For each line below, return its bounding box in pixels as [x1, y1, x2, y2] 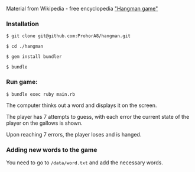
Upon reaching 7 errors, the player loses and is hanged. [6, 131, 142, 138]
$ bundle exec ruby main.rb [6, 91, 76, 97]
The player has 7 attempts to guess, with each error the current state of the [6, 113, 190, 120]
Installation [6, 20, 40, 28]
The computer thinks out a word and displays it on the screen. [6, 102, 157, 109]
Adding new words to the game [6, 145, 97, 154]
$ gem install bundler [6, 54, 62, 60]
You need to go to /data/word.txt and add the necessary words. [6, 159, 164, 166]
